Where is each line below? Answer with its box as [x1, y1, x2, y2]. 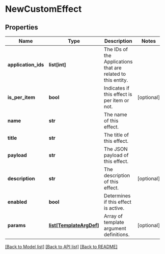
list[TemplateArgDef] [49, 222, 99, 228]
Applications [104, 58, 133, 65]
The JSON [104, 146, 128, 152]
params [7, 222, 26, 228]
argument [104, 225, 126, 232]
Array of [104, 213, 123, 220]
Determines [104, 192, 131, 199]
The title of [104, 131, 129, 138]
